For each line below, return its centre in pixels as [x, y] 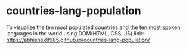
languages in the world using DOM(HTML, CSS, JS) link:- [76, 33]
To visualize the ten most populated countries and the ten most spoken [93, 27]
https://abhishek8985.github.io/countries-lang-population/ [78, 40]
